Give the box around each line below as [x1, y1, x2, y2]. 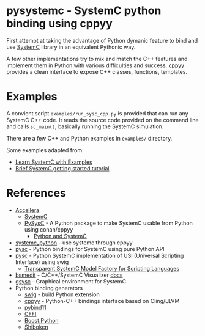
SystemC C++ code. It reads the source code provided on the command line [6, 116, 199, 123]
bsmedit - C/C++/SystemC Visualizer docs [15, 271, 124, 279]
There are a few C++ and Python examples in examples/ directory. [6, 134, 173, 142]
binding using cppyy [6, 16, 113, 31]
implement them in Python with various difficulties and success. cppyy [6, 62, 185, 69]
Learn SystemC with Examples [15, 158, 93, 166]
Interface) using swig [15, 258, 69, 266]
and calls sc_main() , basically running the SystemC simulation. [6, 123, 164, 130]
